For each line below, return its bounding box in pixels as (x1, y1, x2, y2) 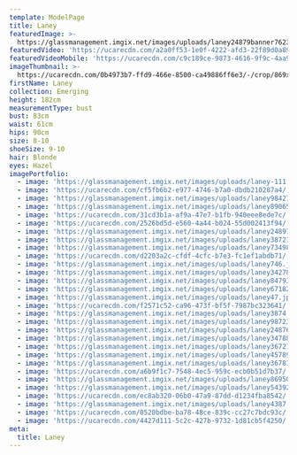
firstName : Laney (9, 79, 73, 88)
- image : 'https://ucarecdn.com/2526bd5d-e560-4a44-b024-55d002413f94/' (17, 219, 291, 227)
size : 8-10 (9, 136, 49, 145)
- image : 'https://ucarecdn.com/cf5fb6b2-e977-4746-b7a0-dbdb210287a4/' (17, 186, 291, 195)
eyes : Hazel (9, 161, 53, 170)
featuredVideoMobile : (9, 54, 89, 63)
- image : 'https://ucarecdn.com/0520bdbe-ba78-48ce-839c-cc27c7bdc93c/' (17, 408, 291, 417)
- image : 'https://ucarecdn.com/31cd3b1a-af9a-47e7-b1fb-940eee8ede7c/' (17, 210, 291, 220)
